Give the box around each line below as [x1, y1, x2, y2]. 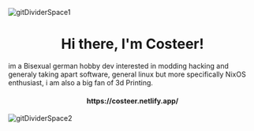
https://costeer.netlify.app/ [86, 95, 179, 106]
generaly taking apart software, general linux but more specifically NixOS [8, 69, 246, 79]
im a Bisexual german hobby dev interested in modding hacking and [8, 61, 229, 70]
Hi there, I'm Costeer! [61, 36, 204, 53]
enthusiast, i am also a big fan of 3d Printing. [8, 77, 154, 87]
